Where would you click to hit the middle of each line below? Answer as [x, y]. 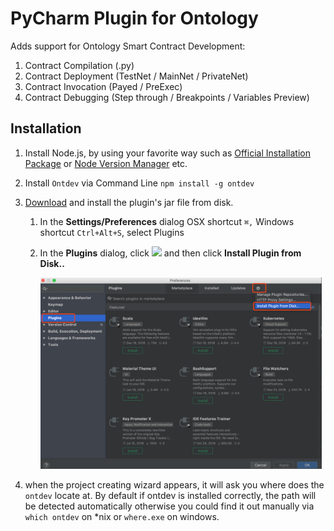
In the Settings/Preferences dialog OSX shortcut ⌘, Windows [167, 221]
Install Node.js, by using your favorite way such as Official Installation [167, 153]
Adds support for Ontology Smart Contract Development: [128, 46]
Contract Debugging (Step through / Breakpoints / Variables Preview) [167, 97]
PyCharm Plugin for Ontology [134, 18]
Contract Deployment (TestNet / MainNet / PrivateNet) [136, 76]
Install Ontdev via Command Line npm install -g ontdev [139, 183]
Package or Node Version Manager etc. [106, 163]
